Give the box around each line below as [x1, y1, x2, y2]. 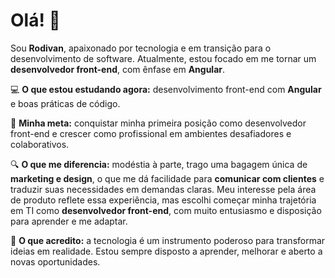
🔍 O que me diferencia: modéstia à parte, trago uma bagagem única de [10, 158, 308, 170]
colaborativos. [10, 138, 70, 150]
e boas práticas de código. [10, 97, 121, 109]
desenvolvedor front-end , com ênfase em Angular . [10, 63, 226, 75]
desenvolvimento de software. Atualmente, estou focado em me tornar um [10, 52, 317, 64]
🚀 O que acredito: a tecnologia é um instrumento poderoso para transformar [10, 234, 326, 246]
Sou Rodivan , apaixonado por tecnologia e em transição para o [10, 42, 272, 54]
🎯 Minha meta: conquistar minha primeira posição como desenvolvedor [10, 117, 307, 129]
